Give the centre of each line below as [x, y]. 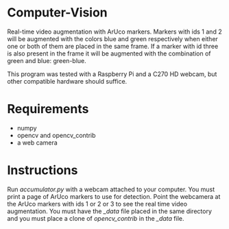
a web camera [37, 143]
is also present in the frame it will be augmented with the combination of [109, 53]
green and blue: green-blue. [47, 60]
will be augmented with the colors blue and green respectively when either [112, 38]
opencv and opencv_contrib [56, 135]
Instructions [43, 170]
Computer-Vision [57, 13]
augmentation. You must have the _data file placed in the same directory [110, 211]
